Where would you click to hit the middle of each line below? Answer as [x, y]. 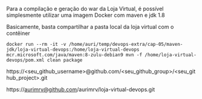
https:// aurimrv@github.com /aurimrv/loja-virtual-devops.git [81, 89]
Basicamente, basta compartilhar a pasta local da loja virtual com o [90, 27]
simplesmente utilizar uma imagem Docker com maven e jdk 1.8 [86, 15]
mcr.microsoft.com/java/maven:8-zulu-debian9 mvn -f [74, 55]
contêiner [18, 33]
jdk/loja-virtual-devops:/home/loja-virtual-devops [73, 49]
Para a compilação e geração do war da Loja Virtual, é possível [85, 9]
